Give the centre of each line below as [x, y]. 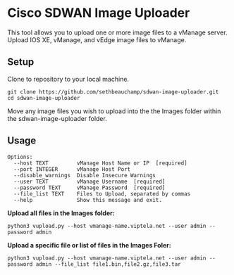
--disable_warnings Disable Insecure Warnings [85, 175]
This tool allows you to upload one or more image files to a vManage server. [117, 32]
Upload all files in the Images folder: [61, 213]
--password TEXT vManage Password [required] [90, 188]
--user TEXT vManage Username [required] [90, 181]
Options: [20, 157]
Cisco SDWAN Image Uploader [99, 13]
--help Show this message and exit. [88, 200]
